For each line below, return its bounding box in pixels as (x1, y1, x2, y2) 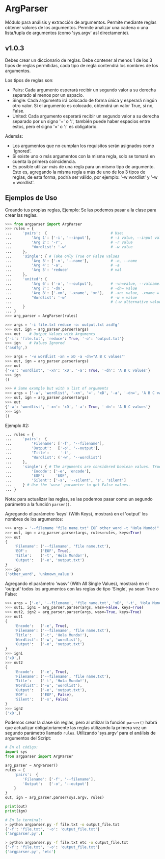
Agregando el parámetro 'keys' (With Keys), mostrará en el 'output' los (5, 510, 148, 516)
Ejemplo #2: (5, 423, 29, 429)
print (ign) (5, 808, 27, 814)
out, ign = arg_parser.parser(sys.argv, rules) (5, 795, 105, 800)
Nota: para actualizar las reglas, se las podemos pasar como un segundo (5, 496, 153, 502)
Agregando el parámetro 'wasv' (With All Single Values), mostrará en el (5, 581, 149, 586)
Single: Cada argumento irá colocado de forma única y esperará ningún (12, 97, 157, 103)
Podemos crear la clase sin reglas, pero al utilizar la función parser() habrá (5, 719, 157, 726)
